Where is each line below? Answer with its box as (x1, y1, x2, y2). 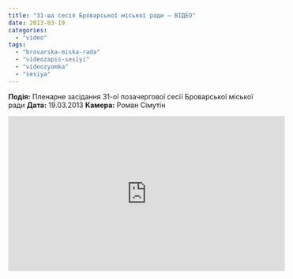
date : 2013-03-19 (8, 19, 66, 27)
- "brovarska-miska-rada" (15, 48, 101, 56)
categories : (8, 26, 47, 34)
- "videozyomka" (15, 63, 69, 71)
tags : (8, 41, 26, 49)
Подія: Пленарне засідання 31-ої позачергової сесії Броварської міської (8, 91, 254, 101)
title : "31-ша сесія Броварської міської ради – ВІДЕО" (8, 11, 196, 20)
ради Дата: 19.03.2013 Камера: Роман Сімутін (8, 100, 166, 110)
